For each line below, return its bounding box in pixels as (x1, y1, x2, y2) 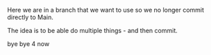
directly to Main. (7, 13, 53, 21)
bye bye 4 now (7, 40, 50, 47)
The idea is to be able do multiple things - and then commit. (7, 27, 178, 34)
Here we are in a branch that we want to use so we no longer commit (7, 6, 205, 14)
